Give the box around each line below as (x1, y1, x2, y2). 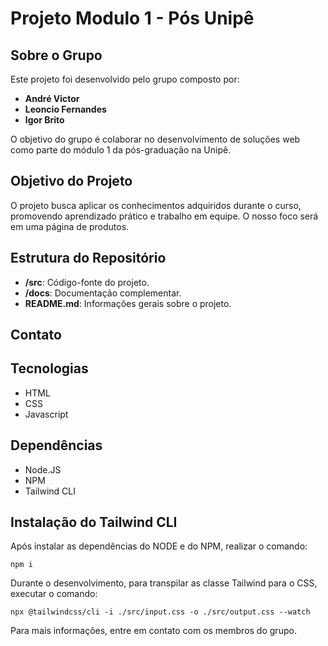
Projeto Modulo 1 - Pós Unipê (10, 7, 255, 30)
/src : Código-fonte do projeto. (24, 276, 150, 288)
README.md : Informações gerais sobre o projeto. (24, 297, 232, 309)
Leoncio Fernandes (24, 103, 107, 115)
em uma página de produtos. (10, 220, 130, 232)
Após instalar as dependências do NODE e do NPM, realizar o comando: (10, 540, 308, 552)
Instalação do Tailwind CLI (10, 514, 178, 531)
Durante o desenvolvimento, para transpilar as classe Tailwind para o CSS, (10, 577, 318, 589)
